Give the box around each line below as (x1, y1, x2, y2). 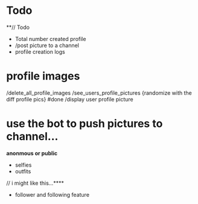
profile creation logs (14, 48, 65, 55)
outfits (14, 167, 31, 175)
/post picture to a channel (14, 42, 80, 49)
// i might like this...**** (6, 179, 65, 186)
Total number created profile (14, 35, 86, 42)
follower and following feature (14, 191, 89, 198)
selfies (14, 161, 32, 168)
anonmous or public (6, 149, 58, 157)
